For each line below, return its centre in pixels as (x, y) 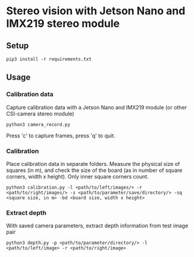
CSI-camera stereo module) (40, 114)
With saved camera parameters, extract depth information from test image (97, 226)
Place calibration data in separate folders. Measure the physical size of (93, 164)
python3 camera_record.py (38, 124)
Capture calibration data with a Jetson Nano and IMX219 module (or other (97, 107)
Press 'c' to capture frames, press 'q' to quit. (61, 136)
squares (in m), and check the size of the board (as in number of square (94, 170)
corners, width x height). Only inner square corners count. (77, 176)
